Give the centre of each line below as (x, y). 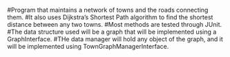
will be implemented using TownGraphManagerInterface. (88, 46)
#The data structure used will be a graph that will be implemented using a (112, 32)
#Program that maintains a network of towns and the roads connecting (108, 10)
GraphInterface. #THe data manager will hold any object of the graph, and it (115, 39)
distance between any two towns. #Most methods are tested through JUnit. (115, 24)
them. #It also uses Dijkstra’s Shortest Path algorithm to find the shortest (110, 17)
